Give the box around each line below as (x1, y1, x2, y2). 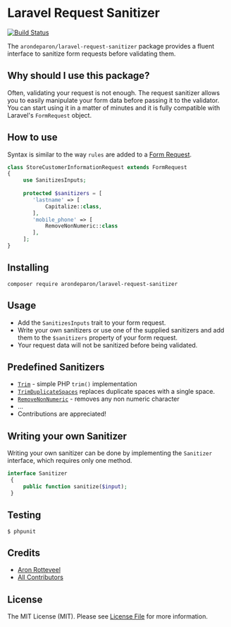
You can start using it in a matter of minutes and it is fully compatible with (7, 104, 220, 112)
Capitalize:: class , (44, 203, 102, 210)
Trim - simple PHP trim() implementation (17, 380, 137, 388)
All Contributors (17, 573, 63, 582)
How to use (7, 132, 58, 144)
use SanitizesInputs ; (23, 177, 87, 184)
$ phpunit (7, 528, 37, 535)
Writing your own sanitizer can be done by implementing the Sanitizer (7, 449, 213, 457)
